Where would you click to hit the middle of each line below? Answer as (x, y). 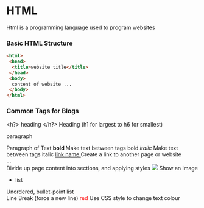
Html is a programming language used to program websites (81, 27)
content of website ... (42, 84)
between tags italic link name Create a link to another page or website (94, 154)
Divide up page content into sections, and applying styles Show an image (102, 168)
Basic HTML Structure (40, 43)
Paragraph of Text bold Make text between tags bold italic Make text (92, 148)
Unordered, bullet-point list (40, 192)
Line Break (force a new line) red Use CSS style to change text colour (93, 198)
